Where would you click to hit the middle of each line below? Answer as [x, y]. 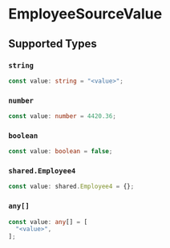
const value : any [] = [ [48, 222]
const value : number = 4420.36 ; [62, 116]
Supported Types [53, 44]
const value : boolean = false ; [61, 152]
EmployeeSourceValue [85, 14]
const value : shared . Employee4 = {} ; [71, 187]
